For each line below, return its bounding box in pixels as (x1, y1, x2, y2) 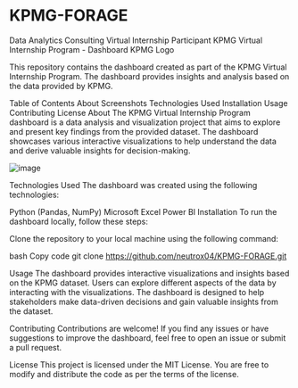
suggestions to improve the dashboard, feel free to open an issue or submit (9, 332, 286, 343)
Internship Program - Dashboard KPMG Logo (9, 44, 175, 54)
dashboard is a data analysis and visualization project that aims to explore (9, 117, 281, 128)
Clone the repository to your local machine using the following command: (9, 233, 279, 244)
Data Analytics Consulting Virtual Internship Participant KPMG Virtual (9, 35, 263, 45)
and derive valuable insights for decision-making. (9, 144, 191, 156)
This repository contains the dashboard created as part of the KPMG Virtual (9, 62, 287, 72)
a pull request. (9, 342, 62, 352)
